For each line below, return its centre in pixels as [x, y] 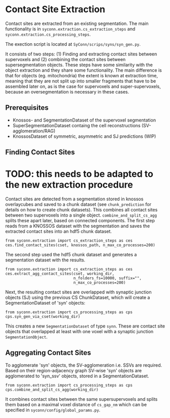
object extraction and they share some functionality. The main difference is [84, 70]
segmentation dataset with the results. [45, 260]
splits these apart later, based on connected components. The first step [80, 221]
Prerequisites [27, 108]
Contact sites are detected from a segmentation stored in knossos [74, 199]
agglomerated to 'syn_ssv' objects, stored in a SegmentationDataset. [77, 376]
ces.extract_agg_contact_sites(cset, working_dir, [60, 274]
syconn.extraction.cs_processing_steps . [48, 34]
